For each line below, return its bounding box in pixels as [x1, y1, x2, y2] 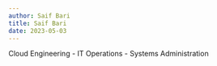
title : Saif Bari [8, 19, 67, 27]
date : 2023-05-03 [8, 27, 67, 35]
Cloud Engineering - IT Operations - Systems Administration [8, 49, 209, 59]
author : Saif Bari [8, 11, 70, 20]
